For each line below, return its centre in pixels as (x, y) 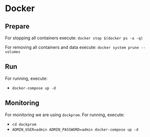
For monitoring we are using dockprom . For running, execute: (65, 115)
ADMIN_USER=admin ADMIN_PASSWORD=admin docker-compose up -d (75, 129)
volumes (13, 52)
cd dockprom (24, 124)
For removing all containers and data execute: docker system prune (72, 47)
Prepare (17, 26)
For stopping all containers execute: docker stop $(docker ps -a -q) (74, 38)
